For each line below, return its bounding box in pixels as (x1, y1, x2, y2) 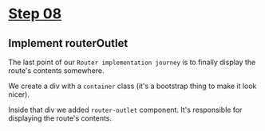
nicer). (8, 90, 30, 99)
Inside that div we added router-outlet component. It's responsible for (8, 105, 243, 114)
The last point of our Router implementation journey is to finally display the (8, 57, 256, 67)
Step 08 (8, 5, 62, 23)
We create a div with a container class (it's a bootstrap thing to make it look (8, 81, 257, 91)
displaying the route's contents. (8, 114, 113, 123)
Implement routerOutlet (8, 37, 129, 50)
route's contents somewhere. (8, 66, 105, 75)
